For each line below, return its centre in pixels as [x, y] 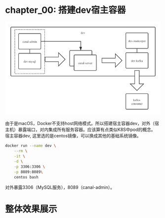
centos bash [26, 177]
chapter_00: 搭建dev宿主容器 [65, 10]
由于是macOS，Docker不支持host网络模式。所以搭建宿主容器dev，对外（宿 [82, 124]
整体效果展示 [31, 209]
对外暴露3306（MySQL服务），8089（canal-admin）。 [60, 187]
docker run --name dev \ [31, 146]
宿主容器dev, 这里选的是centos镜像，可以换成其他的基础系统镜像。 [73, 136]
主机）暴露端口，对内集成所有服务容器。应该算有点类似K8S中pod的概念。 [80, 130]
